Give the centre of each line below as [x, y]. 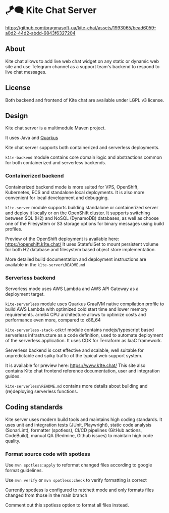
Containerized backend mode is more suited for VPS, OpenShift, [72, 187]
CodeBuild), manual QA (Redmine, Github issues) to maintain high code [79, 435]
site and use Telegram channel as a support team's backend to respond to [82, 66]
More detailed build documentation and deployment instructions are [76, 259]
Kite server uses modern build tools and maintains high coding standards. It [84, 419]
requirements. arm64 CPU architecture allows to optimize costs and [76, 314]
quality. [13, 441]
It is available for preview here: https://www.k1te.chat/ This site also [75, 365]
